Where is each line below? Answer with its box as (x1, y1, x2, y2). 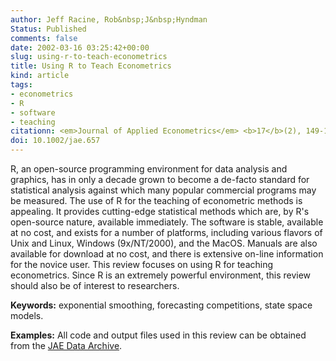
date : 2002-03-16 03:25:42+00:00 (10, 42, 150, 53)
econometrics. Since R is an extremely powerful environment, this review (10, 269, 312, 281)
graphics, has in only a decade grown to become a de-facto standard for (10, 174, 310, 185)
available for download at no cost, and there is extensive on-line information (10, 248, 324, 260)
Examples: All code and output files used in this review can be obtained (10, 329, 307, 341)
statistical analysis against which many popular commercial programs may (10, 184, 317, 196)
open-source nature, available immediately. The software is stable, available (10, 216, 324, 228)
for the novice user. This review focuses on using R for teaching (10, 259, 274, 270)
